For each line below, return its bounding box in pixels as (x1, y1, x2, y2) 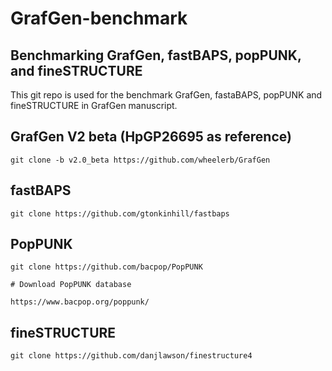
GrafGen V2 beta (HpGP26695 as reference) (10, 128, 292, 146)
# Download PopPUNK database (10, 280, 132, 290)
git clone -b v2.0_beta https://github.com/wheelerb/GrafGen (10, 155, 271, 165)
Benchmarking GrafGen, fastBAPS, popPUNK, (10, 47, 302, 64)
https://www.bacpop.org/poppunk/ (10, 297, 150, 307)
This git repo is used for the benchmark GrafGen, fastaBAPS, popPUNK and (10, 89, 323, 101)
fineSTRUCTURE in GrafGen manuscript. (10, 100, 178, 111)
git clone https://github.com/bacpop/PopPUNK (10, 262, 203, 272)
